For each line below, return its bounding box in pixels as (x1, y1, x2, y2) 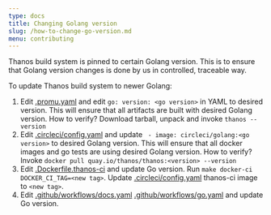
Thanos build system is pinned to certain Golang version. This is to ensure (8, 57, 256, 67)
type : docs (8, 11, 45, 20)
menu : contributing (8, 34, 74, 43)
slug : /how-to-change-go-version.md (8, 27, 132, 35)
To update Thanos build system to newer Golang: (8, 81, 172, 91)
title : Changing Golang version (8, 19, 117, 28)
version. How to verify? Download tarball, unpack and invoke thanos (19, 114, 247, 124)
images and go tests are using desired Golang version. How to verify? (19, 147, 252, 157)
